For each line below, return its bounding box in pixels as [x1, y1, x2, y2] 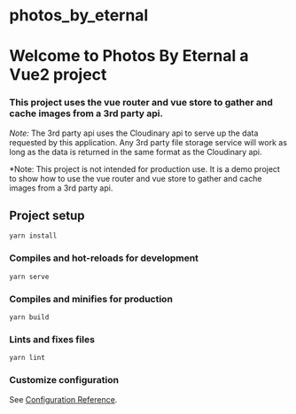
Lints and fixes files [9, 333, 96, 346]
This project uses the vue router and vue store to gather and [9, 97, 273, 109]
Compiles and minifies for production [9, 293, 173, 305]
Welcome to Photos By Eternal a [9, 46, 249, 66]
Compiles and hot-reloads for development [9, 252, 199, 264]
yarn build [9, 313, 50, 322]
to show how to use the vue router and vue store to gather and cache [9, 173, 262, 184]
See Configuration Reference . [9, 394, 118, 404]
